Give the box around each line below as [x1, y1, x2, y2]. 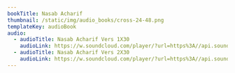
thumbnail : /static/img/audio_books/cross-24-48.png [7, 17, 164, 24]
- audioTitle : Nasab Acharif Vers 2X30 [13, 49, 130, 56]
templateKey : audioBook [7, 23, 77, 30]
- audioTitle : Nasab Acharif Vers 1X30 [13, 36, 130, 43]
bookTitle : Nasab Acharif [7, 10, 83, 17]
